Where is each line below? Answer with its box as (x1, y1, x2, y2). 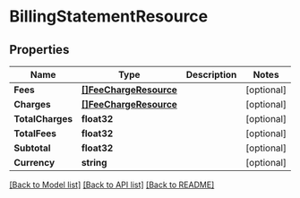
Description (185, 69, 237, 81)
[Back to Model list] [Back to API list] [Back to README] (9, 179, 215, 190)
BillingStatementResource (9, 6, 209, 27)
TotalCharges (13, 113, 73, 125)
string (81, 157, 107, 168)
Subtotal (13, 142, 51, 154)
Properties (9, 42, 70, 57)
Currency (13, 157, 56, 168)
